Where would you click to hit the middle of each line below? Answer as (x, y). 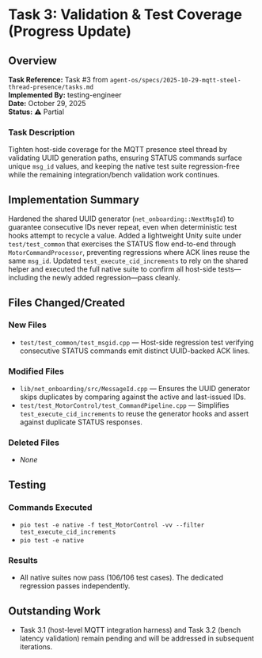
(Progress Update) (70, 31)
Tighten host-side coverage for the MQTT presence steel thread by (118, 150)
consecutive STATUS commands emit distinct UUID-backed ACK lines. (135, 351)
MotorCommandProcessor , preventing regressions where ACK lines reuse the (129, 253)
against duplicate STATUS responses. (81, 422)
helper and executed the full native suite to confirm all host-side (112, 269)
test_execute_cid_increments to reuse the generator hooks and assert (134, 414)
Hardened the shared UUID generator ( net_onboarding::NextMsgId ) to (122, 219)
